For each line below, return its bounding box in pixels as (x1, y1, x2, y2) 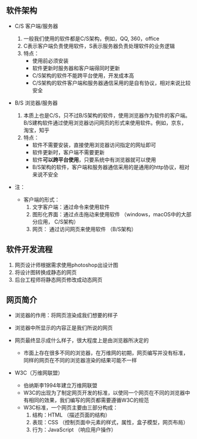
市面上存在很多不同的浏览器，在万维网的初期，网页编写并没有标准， (23, 349, 189, 356)
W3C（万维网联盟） (14, 369, 64, 376)
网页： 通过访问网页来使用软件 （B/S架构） (32, 225, 137, 232)
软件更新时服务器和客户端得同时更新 (32, 64, 121, 71)
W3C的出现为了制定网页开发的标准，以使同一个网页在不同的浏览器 (23, 389, 185, 396)
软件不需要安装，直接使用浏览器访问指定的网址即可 (32, 141, 156, 148)
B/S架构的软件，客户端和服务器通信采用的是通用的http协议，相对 (32, 163, 190, 170)
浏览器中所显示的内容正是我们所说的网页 (14, 324, 113, 331)
